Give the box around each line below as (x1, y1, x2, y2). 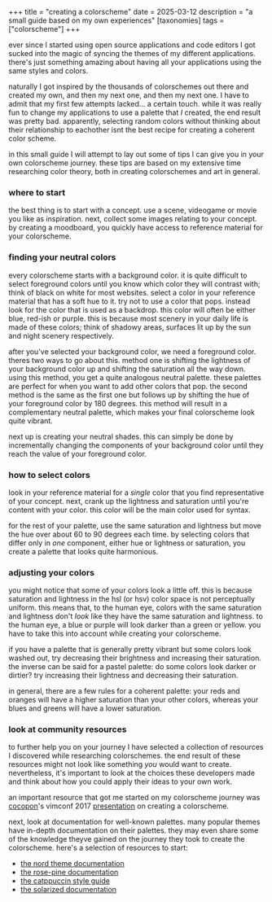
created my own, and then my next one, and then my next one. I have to (8, 90, 250, 100)
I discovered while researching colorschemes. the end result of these (8, 751, 241, 760)
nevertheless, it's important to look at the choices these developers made (8, 768, 255, 778)
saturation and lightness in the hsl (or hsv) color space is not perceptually (8, 594, 255, 604)
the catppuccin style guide (20, 876, 111, 886)
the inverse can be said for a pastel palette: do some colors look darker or (8, 662, 257, 672)
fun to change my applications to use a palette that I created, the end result (8, 107, 261, 117)
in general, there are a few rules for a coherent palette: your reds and (8, 686, 240, 696)
